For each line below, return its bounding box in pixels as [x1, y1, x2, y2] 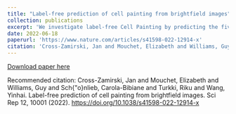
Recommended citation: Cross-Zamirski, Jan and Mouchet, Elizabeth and [7, 76, 219, 84]
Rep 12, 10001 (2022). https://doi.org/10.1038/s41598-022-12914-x [7, 99, 199, 106]
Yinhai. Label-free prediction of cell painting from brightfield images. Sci [7, 91, 216, 99]
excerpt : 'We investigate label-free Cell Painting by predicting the [7, 23, 218, 30]
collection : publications [7, 17, 83, 24]
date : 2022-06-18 [7, 30, 58, 37]
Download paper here [7, 63, 70, 70]
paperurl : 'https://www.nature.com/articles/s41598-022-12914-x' [7, 37, 202, 44]
